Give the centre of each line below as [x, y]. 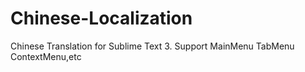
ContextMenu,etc [46, 56]
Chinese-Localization [101, 18]
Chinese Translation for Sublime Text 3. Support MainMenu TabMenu [152, 46]
